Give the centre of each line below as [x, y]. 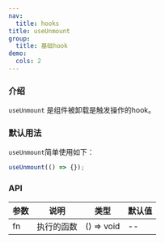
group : [19, 38]
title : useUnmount [39, 31]
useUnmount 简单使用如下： [51, 152]
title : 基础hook [42, 46]
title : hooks [38, 23]
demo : [17, 53]
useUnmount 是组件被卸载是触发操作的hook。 [82, 110]
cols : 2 [29, 62]
